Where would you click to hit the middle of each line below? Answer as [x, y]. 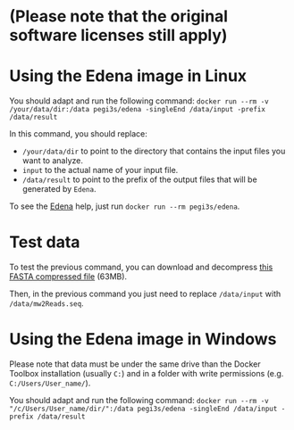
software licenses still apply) [118, 35]
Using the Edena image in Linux [128, 76]
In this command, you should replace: [78, 134]
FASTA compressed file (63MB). [68, 277]
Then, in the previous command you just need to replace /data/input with [145, 294]
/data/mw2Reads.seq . [46, 303]
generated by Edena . [59, 189]
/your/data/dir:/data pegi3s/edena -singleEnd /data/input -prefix [138, 110]
